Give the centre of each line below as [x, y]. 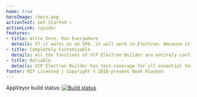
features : [18, 33]
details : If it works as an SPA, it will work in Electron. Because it [101, 44]
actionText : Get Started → [39, 22]
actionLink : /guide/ [31, 28]
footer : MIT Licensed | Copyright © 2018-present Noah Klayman [85, 71]
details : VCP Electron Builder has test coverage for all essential [97, 66]
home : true [19, 11]
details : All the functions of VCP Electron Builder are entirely [94, 55]
